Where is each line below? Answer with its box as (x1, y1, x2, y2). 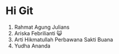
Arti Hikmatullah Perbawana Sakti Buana (14, 36, 114, 43)
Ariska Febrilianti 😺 (14, 29, 62, 36)
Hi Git (5, 4, 33, 18)
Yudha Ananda (14, 42, 51, 49)
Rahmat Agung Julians (14, 23, 70, 31)
